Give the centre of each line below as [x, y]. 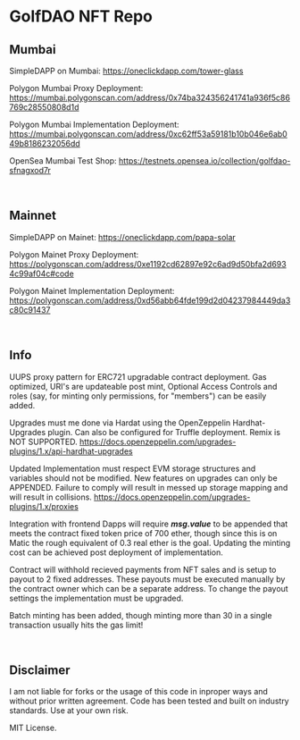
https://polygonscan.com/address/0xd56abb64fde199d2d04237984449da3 [150, 300]
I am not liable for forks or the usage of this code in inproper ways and [138, 692]
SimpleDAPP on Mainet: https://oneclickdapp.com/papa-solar [123, 237]
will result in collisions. [50, 497]
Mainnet [33, 216]
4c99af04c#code [42, 273]
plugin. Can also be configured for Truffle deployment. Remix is [164, 432]
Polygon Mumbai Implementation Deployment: [95, 124]
